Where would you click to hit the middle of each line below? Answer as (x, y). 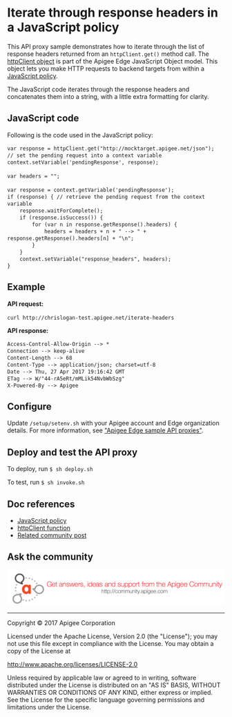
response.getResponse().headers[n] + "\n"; (71, 238)
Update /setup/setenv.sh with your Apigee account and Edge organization (113, 423)
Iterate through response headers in (113, 13)
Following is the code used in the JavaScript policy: (80, 135)
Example (26, 287)
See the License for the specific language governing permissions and (106, 700)
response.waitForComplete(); (61, 211)
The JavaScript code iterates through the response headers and (98, 89)
